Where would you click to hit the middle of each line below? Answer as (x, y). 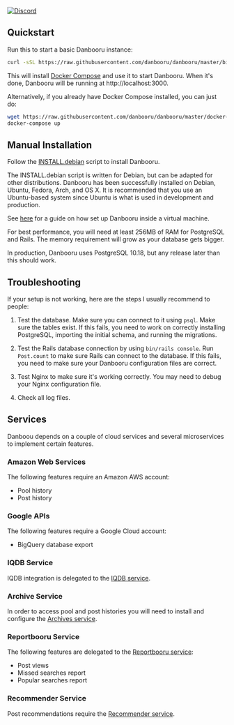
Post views (33, 666)
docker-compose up (34, 123)
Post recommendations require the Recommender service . (91, 713)
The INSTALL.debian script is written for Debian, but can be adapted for (110, 175)
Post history (34, 498)
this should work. (32, 260)
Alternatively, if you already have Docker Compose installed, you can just (112, 96)
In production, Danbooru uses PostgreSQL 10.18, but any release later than (114, 253)
